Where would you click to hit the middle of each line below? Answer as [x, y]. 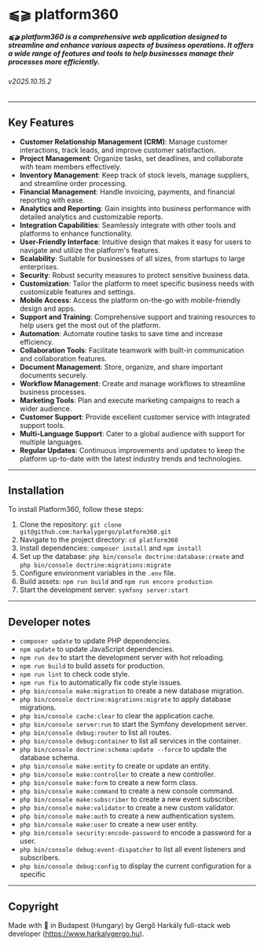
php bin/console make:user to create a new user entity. [109, 824]
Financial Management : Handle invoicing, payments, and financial [127, 192]
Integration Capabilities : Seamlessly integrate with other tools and [128, 225]
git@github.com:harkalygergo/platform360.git [95, 532]
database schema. [49, 758]
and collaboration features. [63, 358]
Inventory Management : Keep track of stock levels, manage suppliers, [134, 175]
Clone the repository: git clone [70, 524]
